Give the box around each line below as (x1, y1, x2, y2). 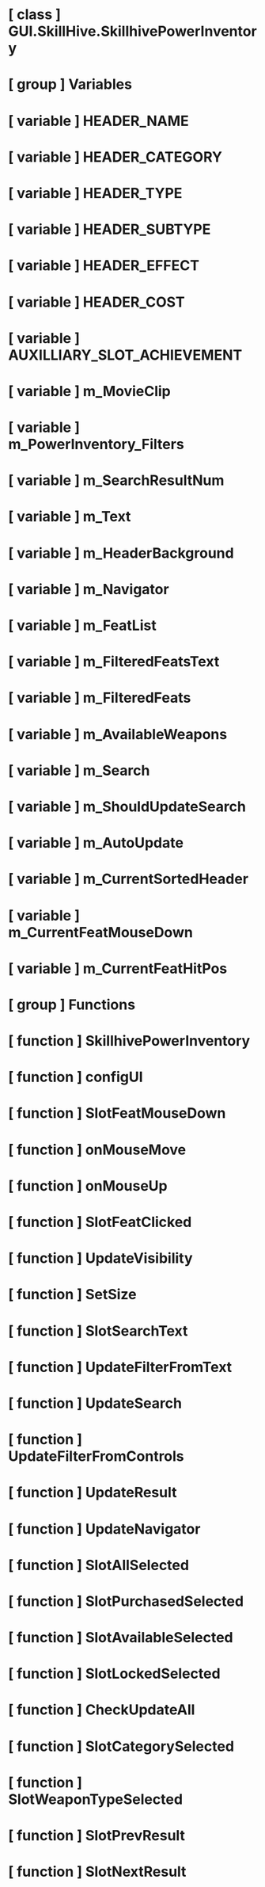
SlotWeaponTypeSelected (8, 1790, 184, 1808)
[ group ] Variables (8, 75, 133, 93)
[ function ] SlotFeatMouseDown (8, 1104, 226, 1123)
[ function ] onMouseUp (8, 1176, 168, 1195)
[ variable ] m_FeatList (8, 616, 157, 635)
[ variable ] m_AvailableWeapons (8, 725, 228, 743)
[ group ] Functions (8, 996, 136, 1013)
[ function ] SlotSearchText (8, 1321, 188, 1340)
